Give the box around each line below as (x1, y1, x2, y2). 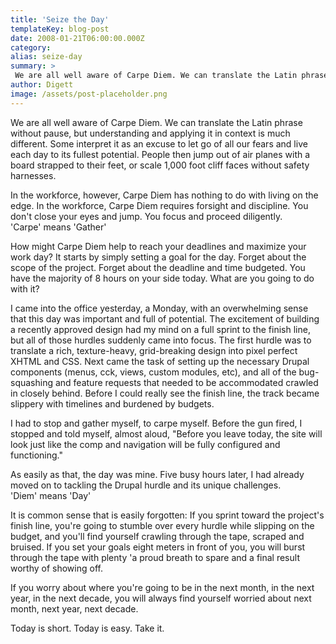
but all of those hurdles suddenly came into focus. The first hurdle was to (10, 334, 312, 346)
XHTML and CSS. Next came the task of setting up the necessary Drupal (10, 355, 310, 367)
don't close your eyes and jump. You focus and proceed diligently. (10, 210, 283, 222)
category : (10, 42, 52, 53)
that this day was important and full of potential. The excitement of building (10, 312, 320, 325)
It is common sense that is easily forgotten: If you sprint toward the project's (10, 509, 325, 521)
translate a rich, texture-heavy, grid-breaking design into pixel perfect (10, 344, 298, 356)
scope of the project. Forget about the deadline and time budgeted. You (10, 261, 306, 273)
